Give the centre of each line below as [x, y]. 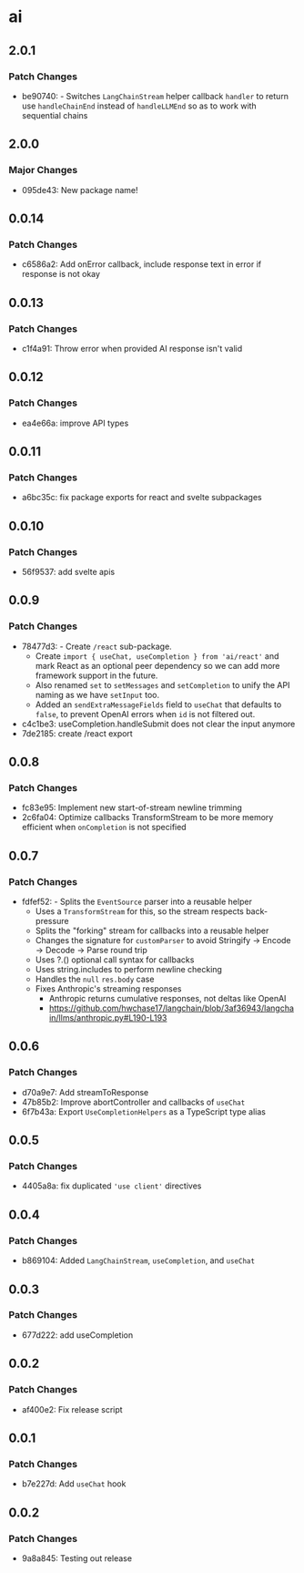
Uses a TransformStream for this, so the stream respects [140, 911]
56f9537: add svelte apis [68, 572]
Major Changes [43, 170]
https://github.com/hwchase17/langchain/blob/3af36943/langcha [172, 1008]
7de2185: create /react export [77, 733]
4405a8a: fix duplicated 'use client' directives [111, 1186]
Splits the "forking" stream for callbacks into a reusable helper [152, 930]
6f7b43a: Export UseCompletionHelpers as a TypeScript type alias [143, 1111]
